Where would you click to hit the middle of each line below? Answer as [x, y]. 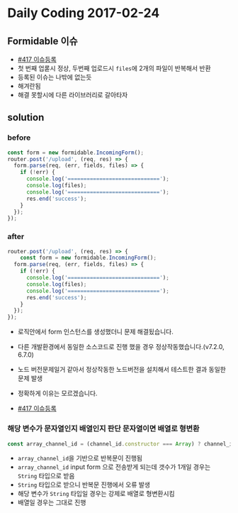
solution [26, 117]
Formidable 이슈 [42, 41]
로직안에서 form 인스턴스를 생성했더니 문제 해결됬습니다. [95, 332]
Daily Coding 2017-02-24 [84, 13]
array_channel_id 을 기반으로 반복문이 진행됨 [80, 458]
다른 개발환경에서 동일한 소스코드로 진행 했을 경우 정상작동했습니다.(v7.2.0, [121, 347]
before [19, 138]
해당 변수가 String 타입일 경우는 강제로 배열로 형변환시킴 [96, 494]
